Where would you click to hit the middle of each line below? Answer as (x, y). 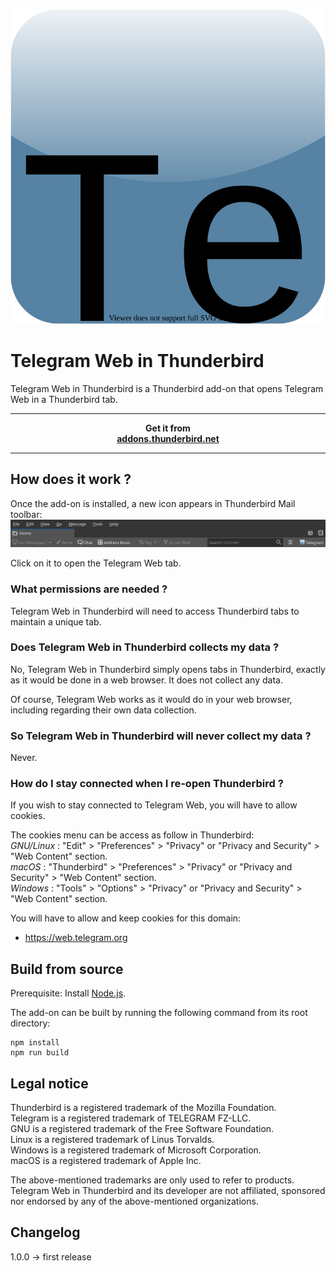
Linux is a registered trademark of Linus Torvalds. (112, 1140)
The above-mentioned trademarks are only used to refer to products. (152, 1180)
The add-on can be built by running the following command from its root (159, 1013)
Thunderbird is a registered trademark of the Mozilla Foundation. (143, 1108)
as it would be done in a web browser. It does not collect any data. (146, 680)
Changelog (45, 1232)
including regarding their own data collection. (103, 710)
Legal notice (49, 1083)
